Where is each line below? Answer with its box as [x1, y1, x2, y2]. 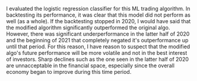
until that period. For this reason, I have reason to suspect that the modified [6, 43, 190, 50]
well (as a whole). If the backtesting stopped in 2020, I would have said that [6, 18, 191, 24]
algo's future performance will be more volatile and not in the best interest [6, 49, 188, 56]
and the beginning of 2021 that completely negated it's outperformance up [6, 37, 189, 43]
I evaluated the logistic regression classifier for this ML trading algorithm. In [6, 5, 191, 12]
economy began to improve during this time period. [6, 68, 132, 75]
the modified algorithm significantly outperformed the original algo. [6, 24, 170, 31]
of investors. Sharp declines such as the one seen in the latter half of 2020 [6, 56, 189, 63]
